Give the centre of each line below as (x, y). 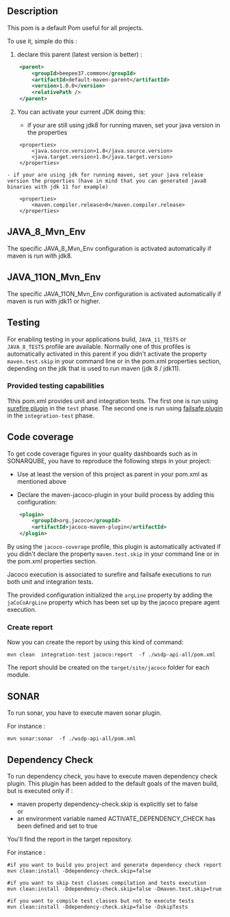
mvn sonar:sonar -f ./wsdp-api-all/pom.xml (72, 739)
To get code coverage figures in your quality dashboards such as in (102, 453)
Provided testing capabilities (56, 386)
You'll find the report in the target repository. (70, 840)
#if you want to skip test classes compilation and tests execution (107, 883)
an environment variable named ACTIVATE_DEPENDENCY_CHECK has (116, 819)
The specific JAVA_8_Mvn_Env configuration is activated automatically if (109, 248)
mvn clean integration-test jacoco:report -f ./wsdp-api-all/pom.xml (111, 655)
